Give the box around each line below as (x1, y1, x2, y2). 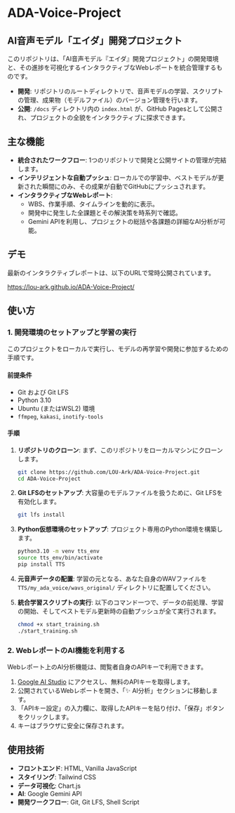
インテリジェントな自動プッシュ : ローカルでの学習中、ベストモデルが (17, 173, 219, 182)
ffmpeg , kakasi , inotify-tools (17, 412, 104, 421)
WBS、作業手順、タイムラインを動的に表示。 (27, 199, 159, 208)
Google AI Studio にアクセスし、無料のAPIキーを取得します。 (17, 677, 194, 686)
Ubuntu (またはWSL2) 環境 (17, 404, 95, 412)
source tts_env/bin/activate (17, 555, 103, 562)
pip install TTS (17, 561, 65, 568)
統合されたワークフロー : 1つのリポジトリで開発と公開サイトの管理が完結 (17, 156, 227, 164)
